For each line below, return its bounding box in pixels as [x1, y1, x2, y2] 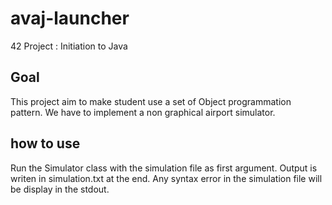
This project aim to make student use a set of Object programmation [10, 95, 292, 107]
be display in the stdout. [10, 183, 110, 195]
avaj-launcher [10, 7, 130, 30]
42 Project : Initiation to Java [10, 40, 128, 52]
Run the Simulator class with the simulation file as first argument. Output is [10, 162, 318, 174]
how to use [10, 135, 81, 152]
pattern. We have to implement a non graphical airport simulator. [10, 106, 276, 118]
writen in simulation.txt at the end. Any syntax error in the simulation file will [10, 172, 323, 184]
